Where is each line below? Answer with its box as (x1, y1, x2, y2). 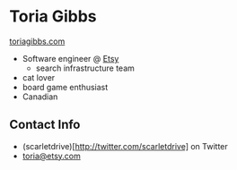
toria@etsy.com (22, 150, 81, 161)
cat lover (22, 72, 56, 82)
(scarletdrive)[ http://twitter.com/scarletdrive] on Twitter (22, 140, 229, 151)
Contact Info (9, 117, 81, 132)
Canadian (22, 91, 58, 102)
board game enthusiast (22, 81, 109, 92)
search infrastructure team (35, 63, 135, 73)
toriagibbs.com (9, 36, 66, 47)
